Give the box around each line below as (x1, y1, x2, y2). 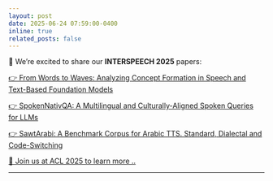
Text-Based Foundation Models (8, 84, 114, 94)
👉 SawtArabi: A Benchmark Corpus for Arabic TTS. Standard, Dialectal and (8, 129, 262, 139)
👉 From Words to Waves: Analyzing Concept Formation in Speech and (8, 73, 246, 83)
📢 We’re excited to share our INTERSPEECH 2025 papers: (8, 57, 202, 67)
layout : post (8, 11, 53, 20)
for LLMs (8, 113, 39, 123)
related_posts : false (8, 34, 82, 43)
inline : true (8, 27, 53, 35)
